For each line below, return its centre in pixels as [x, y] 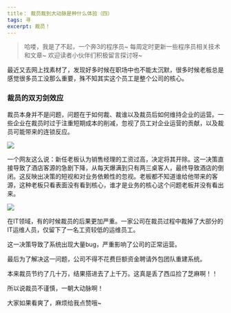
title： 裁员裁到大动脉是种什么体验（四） [60, 13]
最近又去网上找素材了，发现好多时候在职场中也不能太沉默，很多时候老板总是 [115, 70]
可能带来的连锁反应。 [43, 131]
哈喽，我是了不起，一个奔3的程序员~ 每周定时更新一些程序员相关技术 [122, 47]
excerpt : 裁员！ [29, 26]
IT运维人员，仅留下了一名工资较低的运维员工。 [73, 229]
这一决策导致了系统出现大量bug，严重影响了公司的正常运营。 [94, 244]
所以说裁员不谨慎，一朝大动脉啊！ [55, 288]
